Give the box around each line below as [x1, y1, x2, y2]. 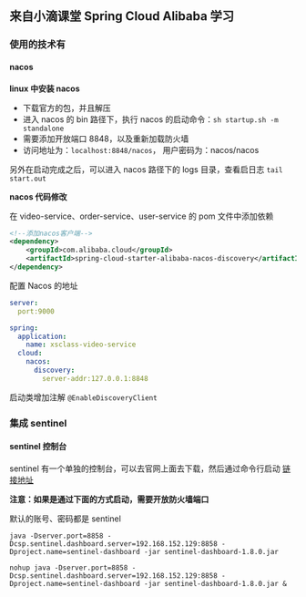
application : [17, 332, 67, 341]
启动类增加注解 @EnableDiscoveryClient [9, 391, 158, 403]
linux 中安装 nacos [9, 83, 80, 94]
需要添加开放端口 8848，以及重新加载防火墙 [22, 133, 189, 144]
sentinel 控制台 [9, 441, 66, 452]
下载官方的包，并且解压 [22, 102, 111, 113]
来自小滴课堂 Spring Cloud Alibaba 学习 [9, 8, 235, 25]
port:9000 [17, 306, 55, 316]
